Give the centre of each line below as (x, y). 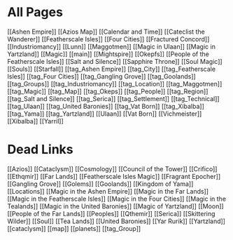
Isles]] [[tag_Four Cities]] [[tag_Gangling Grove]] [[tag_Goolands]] (101, 76)
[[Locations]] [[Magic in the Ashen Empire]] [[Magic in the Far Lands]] (108, 191)
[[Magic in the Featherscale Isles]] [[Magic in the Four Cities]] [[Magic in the (116, 199)
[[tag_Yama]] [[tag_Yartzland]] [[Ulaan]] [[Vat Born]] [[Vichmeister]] (105, 114)
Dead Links (40, 150)
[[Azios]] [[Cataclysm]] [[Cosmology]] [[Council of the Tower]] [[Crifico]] (112, 168)
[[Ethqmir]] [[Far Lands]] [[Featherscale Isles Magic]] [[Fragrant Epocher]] (114, 176)
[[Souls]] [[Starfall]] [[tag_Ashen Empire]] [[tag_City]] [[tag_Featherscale (111, 69)
